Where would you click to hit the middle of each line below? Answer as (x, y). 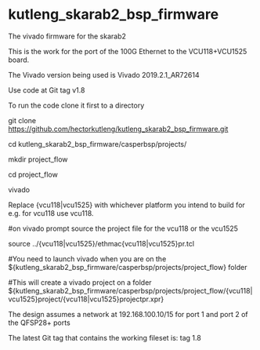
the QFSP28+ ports (39, 323)
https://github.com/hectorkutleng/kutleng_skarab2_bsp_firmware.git (118, 129)
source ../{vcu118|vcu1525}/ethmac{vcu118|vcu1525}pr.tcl (101, 243)
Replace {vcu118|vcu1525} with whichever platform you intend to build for (126, 205)
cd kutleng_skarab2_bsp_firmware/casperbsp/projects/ (97, 144)
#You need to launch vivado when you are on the (87, 259)
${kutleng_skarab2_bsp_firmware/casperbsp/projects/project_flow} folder (128, 267)
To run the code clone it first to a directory (76, 105)
